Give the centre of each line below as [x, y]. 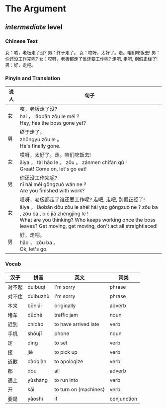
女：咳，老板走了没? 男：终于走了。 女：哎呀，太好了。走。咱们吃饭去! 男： [83, 52]
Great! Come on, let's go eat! [53, 169]
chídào [36, 325]
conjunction [124, 399]
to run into [66, 380]
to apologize [69, 362]
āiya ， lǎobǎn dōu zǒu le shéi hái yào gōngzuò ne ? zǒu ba [89, 207]
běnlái [35, 306]
